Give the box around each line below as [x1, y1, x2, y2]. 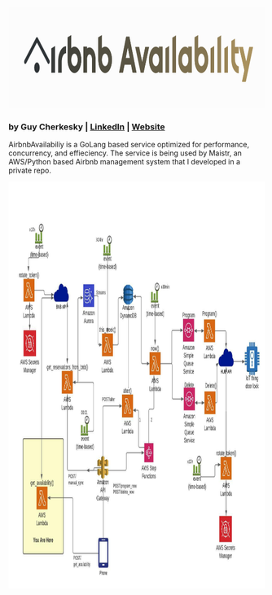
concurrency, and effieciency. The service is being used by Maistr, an [8, 148, 243, 158]
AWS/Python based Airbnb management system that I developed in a [8, 157, 241, 167]
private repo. [8, 165, 51, 176]
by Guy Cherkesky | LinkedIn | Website [8, 120, 165, 132]
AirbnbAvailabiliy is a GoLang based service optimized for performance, [8, 140, 250, 150]
